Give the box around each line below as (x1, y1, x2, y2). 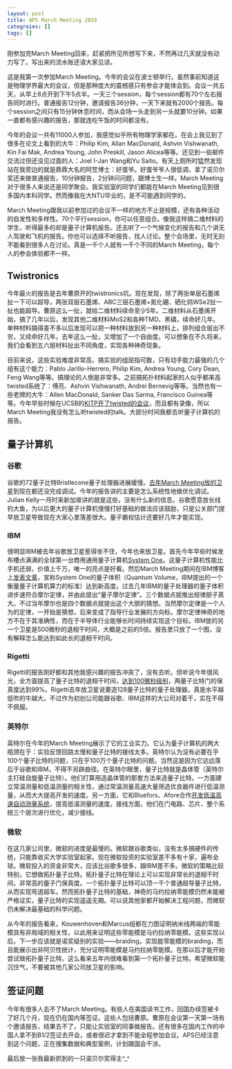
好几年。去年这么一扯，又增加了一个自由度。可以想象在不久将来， (37, 333, 225, 341)
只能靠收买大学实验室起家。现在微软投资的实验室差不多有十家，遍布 (19, 853, 213, 861)
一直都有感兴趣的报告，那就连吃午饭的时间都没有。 (7, 116, 153, 125)
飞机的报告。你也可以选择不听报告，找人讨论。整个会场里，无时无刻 (30, 232, 225, 240)
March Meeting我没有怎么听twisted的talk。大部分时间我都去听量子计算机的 (7, 408, 221, 416)
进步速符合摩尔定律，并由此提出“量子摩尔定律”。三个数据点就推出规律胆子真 (7, 590, 224, 599)
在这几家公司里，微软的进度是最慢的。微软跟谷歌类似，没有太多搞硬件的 (7, 844, 213, 852)
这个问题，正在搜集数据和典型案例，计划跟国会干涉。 (12, 1039, 164, 1048)
